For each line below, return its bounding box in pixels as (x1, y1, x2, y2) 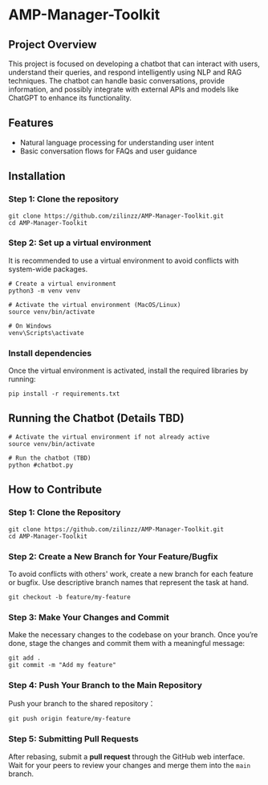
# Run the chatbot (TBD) (8, 454, 91, 462)
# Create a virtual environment (8, 280, 116, 288)
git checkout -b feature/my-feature (8, 593, 131, 601)
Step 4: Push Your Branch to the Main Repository (8, 680, 203, 691)
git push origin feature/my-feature (8, 715, 131, 723)
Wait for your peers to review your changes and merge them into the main (8, 760, 251, 770)
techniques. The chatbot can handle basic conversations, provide (8, 76, 225, 85)
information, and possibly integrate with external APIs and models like (8, 84, 239, 94)
